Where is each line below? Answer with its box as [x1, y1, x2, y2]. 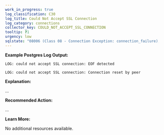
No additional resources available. [5, 125, 74, 131]
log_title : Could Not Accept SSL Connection [5, 16, 97, 21]
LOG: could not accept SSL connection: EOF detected [5, 61, 115, 66]
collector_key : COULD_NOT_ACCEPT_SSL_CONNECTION [5, 25, 106, 30]
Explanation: [5, 78, 32, 84]
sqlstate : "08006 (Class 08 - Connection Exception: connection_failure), [5, 39, 161, 44]
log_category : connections [5, 20, 60, 26]
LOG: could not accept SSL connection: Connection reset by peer [5, 70, 141, 75]
